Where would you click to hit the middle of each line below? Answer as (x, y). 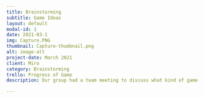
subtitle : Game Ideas (34, 18)
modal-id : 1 (21, 29)
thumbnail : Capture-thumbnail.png (50, 47)
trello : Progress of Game (39, 75)
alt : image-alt (26, 52)
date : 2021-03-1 (27, 35)
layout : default (27, 23)
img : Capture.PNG (28, 40)
